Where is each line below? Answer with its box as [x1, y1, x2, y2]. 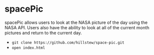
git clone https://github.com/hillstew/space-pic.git [11, 40, 124, 45]
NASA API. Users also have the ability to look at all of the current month [4, 24, 150, 30]
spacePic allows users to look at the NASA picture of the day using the [4, 19, 148, 25]
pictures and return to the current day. [4, 30, 82, 36]
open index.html [11, 45, 45, 50]
